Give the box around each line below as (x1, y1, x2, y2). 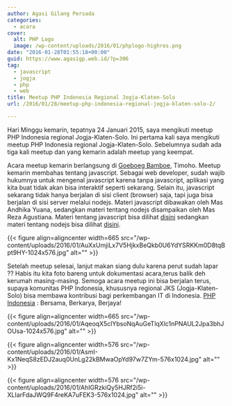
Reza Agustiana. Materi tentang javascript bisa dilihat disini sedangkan (7, 212, 209, 221)
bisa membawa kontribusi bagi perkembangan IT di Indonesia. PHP (24, 291, 216, 299)
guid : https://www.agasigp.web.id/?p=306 (7, 56, 129, 62)
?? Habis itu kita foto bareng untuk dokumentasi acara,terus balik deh (7, 269, 206, 278)
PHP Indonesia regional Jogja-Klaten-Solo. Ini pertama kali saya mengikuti (7, 133, 220, 141)
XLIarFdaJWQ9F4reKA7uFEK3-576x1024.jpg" (7, 390, 139, 399)
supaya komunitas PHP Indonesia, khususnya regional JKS (7, 284, 175, 292)
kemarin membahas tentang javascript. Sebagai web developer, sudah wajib (7, 168, 226, 177)
